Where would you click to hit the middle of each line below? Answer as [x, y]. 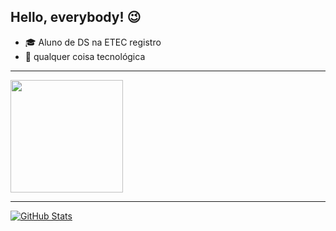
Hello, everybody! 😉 [76, 17]
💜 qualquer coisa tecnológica [85, 56]
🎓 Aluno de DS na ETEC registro [93, 42]
